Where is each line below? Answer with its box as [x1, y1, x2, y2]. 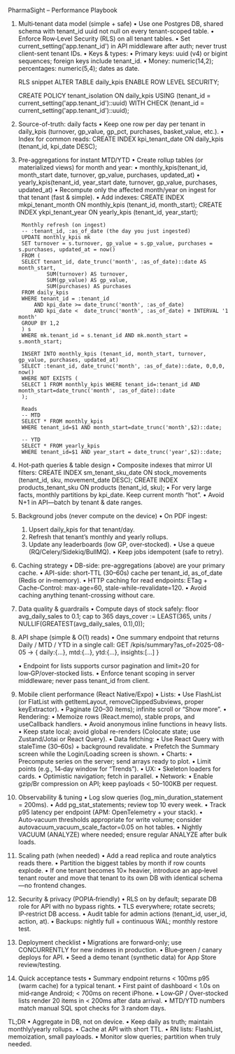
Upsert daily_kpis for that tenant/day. [28, 525, 135, 534]
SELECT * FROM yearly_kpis [21, 442, 100, 450]
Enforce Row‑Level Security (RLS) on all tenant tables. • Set [17, 34, 191, 43]
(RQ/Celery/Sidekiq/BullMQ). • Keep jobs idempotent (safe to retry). [28, 548, 225, 556]
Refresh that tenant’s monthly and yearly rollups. [28, 533, 169, 541]
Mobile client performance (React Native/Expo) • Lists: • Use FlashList [17, 690, 222, 698]
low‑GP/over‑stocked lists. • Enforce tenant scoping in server [17, 669, 195, 677]
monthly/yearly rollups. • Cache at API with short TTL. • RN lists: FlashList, [8, 1025, 223, 1033]
